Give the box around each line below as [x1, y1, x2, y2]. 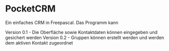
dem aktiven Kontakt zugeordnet [5, 39, 73, 45]
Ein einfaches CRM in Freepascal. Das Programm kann [5, 19, 119, 25]
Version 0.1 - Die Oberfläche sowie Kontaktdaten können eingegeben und [5, 29, 158, 35]
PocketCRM [5, 3, 56, 14]
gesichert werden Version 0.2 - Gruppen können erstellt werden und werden [5, 34, 164, 40]
